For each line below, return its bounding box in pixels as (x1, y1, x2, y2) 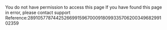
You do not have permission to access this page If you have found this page (5, 4, 162, 10)
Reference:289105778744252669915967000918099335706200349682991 (5, 15, 161, 20)
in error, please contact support (5, 9, 71, 15)
